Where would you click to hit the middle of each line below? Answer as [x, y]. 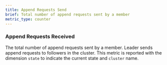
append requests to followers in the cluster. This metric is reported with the [83, 52]
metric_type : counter [28, 19]
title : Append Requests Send [36, 10]
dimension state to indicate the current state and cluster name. [72, 58]
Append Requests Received [40, 36]
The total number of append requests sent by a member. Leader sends [79, 47]
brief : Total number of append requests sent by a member [68, 14]
